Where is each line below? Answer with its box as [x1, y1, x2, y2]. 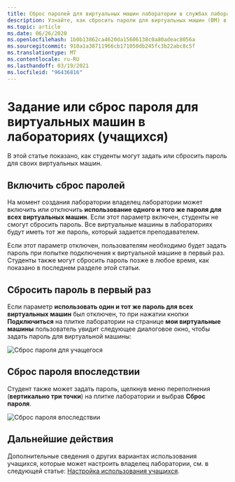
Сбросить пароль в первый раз [7, 284, 152, 296]
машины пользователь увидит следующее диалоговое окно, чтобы [7, 325, 211, 333]
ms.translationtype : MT [7, 50, 77, 57]
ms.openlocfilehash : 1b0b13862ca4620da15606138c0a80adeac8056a [7, 36, 196, 43]
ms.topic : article [7, 23, 61, 30]
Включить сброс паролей [7, 179, 125, 191]
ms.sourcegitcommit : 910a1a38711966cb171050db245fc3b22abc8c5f [7, 43, 196, 50]
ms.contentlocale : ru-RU [7, 56, 80, 63]
